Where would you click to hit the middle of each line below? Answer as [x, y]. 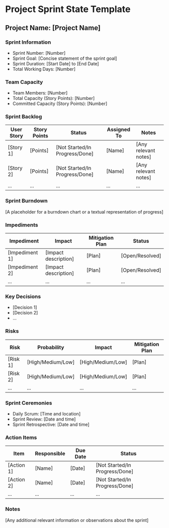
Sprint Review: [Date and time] [44, 419]
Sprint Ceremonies [29, 403]
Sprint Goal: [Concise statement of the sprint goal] [65, 58]
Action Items [21, 437]
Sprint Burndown [26, 201]
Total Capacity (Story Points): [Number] [54, 98]
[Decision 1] [25, 307]
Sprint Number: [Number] [39, 53]
